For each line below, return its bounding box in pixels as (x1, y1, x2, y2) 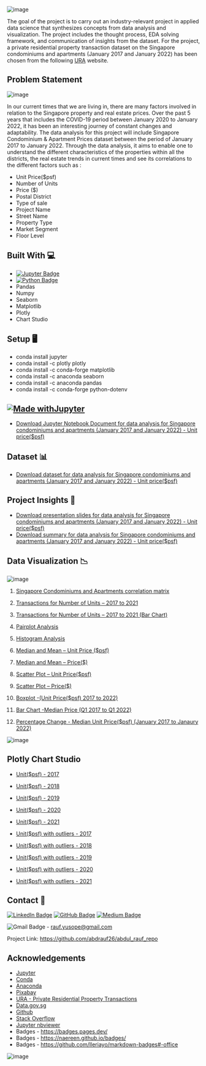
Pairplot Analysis (15, 623, 59, 630)
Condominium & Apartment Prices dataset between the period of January (7, 135, 193, 142)
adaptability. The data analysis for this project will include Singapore (7, 129, 180, 136)
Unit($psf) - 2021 (15, 818, 60, 825)
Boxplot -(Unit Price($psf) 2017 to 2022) (15, 694, 118, 702)
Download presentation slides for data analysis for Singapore (15, 511, 170, 518)
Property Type (15, 218, 53, 226)
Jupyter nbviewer (15, 1021, 61, 1029)
